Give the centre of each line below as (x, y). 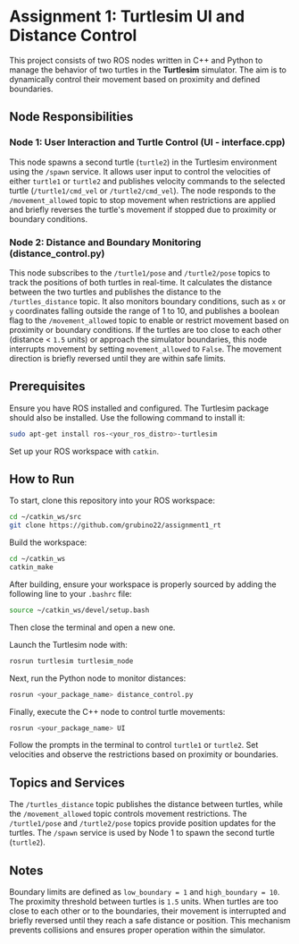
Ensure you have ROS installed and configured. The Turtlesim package (139, 408)
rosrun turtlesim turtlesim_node (71, 661)
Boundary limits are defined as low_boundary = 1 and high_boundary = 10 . (145, 892)
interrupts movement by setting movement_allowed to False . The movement (145, 349)
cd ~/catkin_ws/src (46, 517)
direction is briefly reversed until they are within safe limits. (117, 358)
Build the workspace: (48, 542)
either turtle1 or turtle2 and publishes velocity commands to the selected (147, 181)
